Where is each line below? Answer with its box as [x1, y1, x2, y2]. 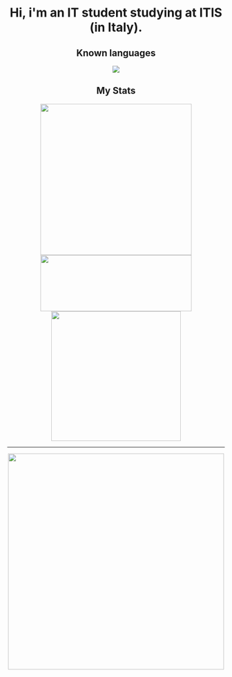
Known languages [76, 47, 156, 59]
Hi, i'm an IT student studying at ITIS [10, 5, 222, 21]
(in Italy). [89, 19, 143, 35]
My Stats [96, 85, 136, 97]
